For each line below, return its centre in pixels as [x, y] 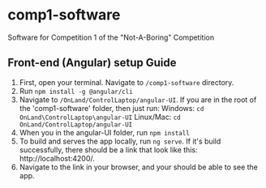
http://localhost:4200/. [57, 158]
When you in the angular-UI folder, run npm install [104, 132]
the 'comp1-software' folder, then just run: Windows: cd [112, 108]
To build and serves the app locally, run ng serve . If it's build [120, 141]
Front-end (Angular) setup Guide [92, 63]
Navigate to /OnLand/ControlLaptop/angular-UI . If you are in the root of [138, 100]
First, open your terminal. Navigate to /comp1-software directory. [127, 82]
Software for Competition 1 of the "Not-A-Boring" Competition [111, 37]
